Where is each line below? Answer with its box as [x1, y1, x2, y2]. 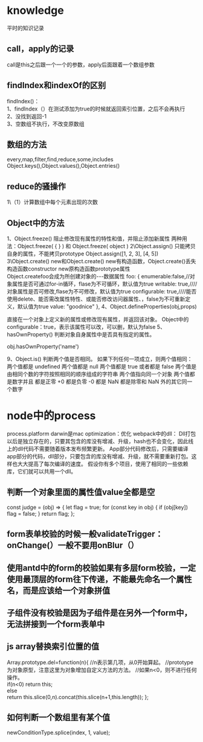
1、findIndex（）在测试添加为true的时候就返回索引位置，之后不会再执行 [7, 105, 185, 112]
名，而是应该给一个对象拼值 [7, 585, 111, 595]
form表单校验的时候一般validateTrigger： [7, 529, 164, 539]
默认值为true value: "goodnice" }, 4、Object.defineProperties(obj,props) [17, 303, 197, 310]
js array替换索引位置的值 [7, 641, 100, 652]
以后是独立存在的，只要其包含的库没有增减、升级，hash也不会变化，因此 [7, 437, 188, 444]
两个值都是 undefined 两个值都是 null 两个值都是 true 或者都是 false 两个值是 [7, 363, 197, 370]
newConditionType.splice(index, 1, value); [7, 729, 111, 736]
